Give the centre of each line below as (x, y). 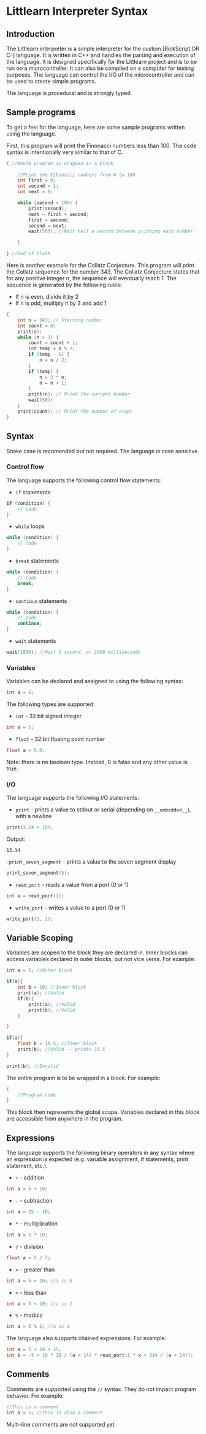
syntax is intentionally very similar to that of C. (65, 152)
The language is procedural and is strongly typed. (69, 93)
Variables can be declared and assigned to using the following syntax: (95, 681)
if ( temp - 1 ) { (49, 355)
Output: (16, 839)
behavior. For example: (35, 1395)
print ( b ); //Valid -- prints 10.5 (61, 1049)
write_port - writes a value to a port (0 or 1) (70, 907)
